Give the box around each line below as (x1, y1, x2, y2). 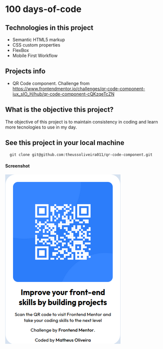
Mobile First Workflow (12, 52, 58, 58)
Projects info (5, 67, 46, 75)
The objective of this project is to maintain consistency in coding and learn (5, 118, 159, 124)
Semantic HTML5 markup (12, 36, 65, 42)
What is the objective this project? (5, 105, 114, 114)
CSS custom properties (12, 42, 61, 48)
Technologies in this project (5, 23, 94, 32)
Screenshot (5, 163, 30, 169)
